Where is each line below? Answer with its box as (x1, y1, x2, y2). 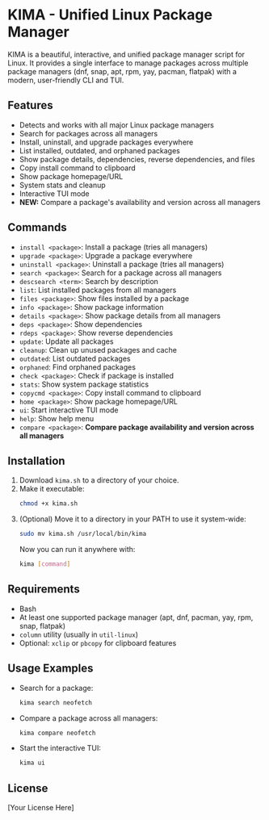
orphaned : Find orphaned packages (19, 362, 137, 372)
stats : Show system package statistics (19, 379, 149, 389)
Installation (7, 454, 65, 467)
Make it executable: (19, 484, 85, 494)
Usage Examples (7, 662, 94, 676)
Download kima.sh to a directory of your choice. (19, 475, 179, 485)
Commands (7, 220, 68, 235)
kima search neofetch (19, 698, 92, 707)
